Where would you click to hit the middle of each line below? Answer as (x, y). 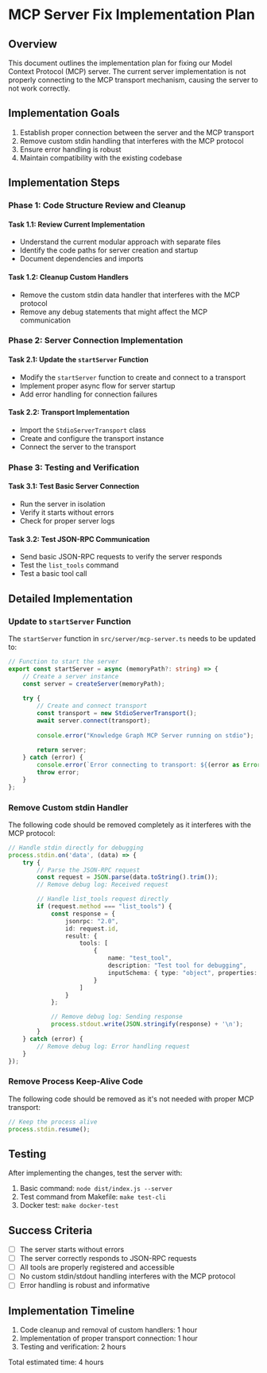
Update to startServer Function (70, 621)
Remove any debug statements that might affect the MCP (114, 311)
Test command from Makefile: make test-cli (93, 1197)
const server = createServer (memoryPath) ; (94, 684)
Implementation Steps (64, 183)
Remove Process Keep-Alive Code (75, 1081)
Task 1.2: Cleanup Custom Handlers (68, 277)
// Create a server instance (71, 676)
